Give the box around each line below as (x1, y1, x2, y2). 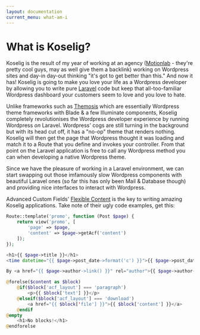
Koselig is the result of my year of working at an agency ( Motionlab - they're (6, 60, 193, 67)
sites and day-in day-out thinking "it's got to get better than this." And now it (6, 72, 193, 79)
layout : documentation (6, 8, 62, 15)
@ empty (6, 312, 23, 318)
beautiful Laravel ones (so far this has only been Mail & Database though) (6, 178, 186, 185)
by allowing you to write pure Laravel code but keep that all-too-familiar (6, 85, 182, 92)
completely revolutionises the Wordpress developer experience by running (6, 116, 189, 123)
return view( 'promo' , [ (17, 219, 76, 225)
